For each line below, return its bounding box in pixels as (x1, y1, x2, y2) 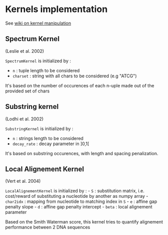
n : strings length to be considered (12, 135, 84, 141)
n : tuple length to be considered (12, 67, 80, 73)
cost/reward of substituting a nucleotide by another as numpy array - (5, 193, 148, 199)
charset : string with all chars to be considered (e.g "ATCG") (12, 73, 137, 79)
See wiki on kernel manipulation (5, 20, 71, 26)
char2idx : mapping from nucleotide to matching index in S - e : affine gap (5, 198, 157, 204)
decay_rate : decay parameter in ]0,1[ (12, 141, 90, 147)
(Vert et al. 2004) (5, 178, 41, 184)
